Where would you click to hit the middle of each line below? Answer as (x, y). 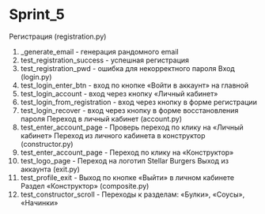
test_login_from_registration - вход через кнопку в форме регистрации (139, 102)
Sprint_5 (37, 15)
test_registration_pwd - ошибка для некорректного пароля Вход (128, 68)
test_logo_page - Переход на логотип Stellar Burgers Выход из (124, 160)
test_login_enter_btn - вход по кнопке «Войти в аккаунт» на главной (134, 85)
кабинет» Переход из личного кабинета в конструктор (113, 135)
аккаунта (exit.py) (50, 169)
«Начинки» (39, 202)
